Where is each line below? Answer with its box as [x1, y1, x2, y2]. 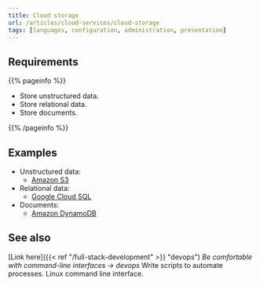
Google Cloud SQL [31, 192, 92, 201]
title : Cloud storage [8, 11, 79, 20]
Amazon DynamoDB [31, 209, 97, 218]
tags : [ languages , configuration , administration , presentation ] [8, 26, 226, 34]
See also [8, 231, 51, 244]
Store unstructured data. [19, 91, 100, 101]
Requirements [8, 55, 79, 68]
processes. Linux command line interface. [8, 269, 144, 278]
